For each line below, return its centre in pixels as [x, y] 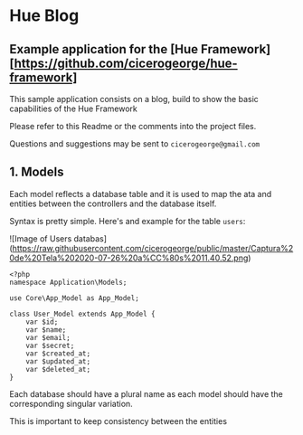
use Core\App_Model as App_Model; [75, 298]
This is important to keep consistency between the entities [118, 421]
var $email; [48, 337]
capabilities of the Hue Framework [73, 109]
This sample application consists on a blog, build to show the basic [134, 99]
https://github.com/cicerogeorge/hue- [126, 63]
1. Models [37, 172]
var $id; [42, 322]
